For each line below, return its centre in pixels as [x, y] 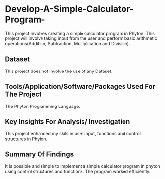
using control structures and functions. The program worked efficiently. [78, 172]
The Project [23, 94]
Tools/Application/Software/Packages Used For [80, 87]
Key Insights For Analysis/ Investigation [68, 122]
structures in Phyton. [26, 139]
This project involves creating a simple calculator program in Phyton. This [80, 33]
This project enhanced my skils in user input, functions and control [73, 134]
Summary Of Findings [40, 154]
